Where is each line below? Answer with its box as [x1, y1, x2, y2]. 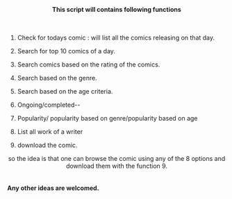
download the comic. [17, 141, 78, 149]
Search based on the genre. [17, 74, 97, 82]
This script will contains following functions [51, 6, 182, 13]
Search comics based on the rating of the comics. [17, 60, 160, 69]
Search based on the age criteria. [17, 87, 113, 95]
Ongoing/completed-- [17, 101, 81, 109]
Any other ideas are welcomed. [7, 184, 99, 192]
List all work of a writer [17, 128, 83, 136]
